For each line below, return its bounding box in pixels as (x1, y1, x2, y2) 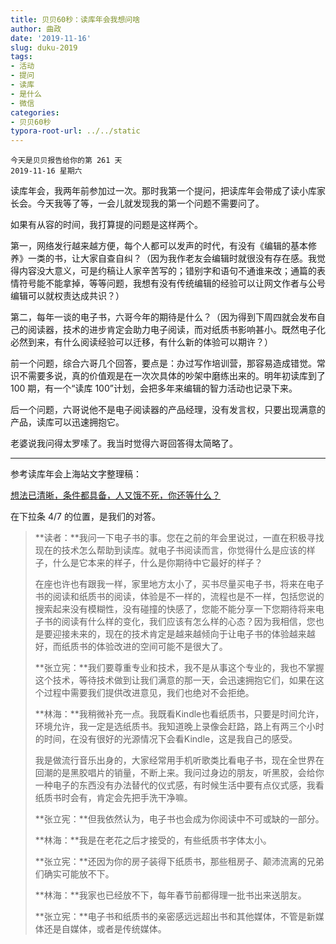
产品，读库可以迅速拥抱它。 (10, 416, 125, 428)
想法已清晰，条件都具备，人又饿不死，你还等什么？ (10, 489, 221, 501)
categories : (10, 107, 60, 118)
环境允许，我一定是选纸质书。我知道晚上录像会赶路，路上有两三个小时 (34, 721, 325, 733)
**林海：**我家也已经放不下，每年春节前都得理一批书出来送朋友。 (34, 889, 307, 901)
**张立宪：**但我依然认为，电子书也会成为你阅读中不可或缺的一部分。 (34, 813, 325, 825)
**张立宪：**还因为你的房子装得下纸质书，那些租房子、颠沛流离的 (34, 856, 307, 868)
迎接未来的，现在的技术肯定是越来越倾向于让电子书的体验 (52, 628, 290, 640)
